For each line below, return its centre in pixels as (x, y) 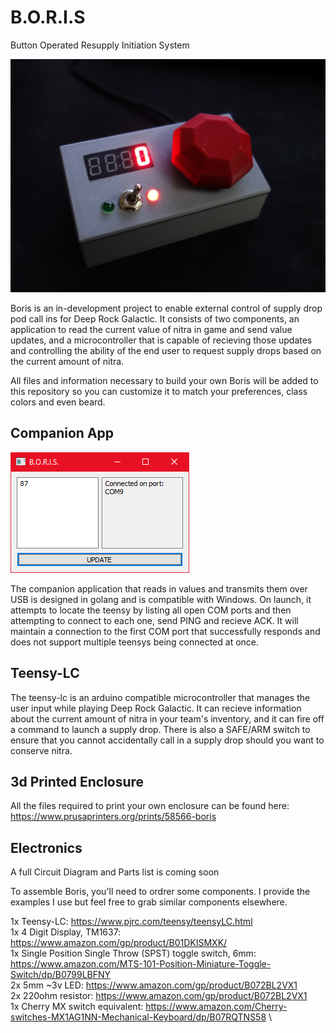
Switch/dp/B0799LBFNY (61, 975)
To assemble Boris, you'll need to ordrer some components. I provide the (160, 892)
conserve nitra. (41, 750)
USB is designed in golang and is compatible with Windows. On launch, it (161, 599)
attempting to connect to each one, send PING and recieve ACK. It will (154, 620)
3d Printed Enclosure (77, 782)
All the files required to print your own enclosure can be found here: (150, 806)
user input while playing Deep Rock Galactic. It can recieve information (156, 708)
